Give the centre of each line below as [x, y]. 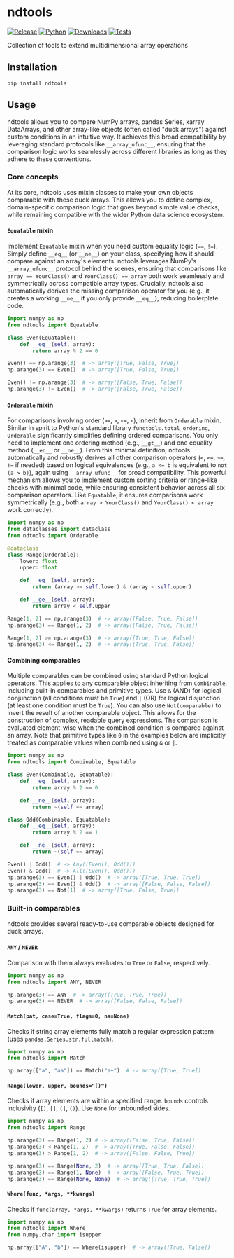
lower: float [39, 561]
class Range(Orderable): [43, 555]
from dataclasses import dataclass [59, 530]
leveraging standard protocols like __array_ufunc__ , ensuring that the [107, 144]
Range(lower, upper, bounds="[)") [58, 1086]
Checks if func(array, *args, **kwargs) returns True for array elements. [112, 1209]
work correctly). [30, 510]
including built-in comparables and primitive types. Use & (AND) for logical [114, 691]
